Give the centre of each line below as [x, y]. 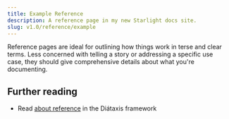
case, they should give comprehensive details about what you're [101, 62]
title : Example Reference [45, 14]
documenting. [27, 69]
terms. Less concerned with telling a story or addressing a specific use [110, 54]
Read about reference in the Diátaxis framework [87, 108]
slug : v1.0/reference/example [52, 27]
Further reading [42, 91]
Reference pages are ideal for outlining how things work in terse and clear [114, 47]
